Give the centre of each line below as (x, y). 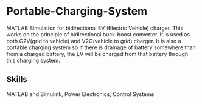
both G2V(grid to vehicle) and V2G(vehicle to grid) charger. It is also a (94, 41)
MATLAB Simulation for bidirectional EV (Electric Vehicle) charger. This (95, 28)
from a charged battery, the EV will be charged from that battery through (97, 54)
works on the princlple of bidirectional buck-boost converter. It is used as (98, 34)
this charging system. (33, 60)
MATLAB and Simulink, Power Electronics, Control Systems (80, 94)
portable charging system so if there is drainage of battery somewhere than (101, 47)
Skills (17, 79)
